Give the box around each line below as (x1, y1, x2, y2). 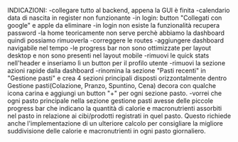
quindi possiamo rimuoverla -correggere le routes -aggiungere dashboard (7, 36, 225, 45)
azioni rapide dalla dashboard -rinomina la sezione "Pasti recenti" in (7, 67, 206, 75)
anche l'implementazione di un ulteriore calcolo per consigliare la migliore (7, 119, 224, 127)
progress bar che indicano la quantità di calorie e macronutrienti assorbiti (7, 104, 222, 112)
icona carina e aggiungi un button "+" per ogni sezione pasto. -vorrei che (7, 89, 222, 97)
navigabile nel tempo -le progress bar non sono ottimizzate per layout (7, 44, 212, 52)
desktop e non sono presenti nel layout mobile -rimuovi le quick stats (7, 51, 210, 60)
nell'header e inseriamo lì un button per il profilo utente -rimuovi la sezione (7, 59, 226, 67)
